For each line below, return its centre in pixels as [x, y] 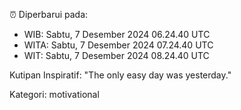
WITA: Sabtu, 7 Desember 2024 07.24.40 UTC [118, 45]
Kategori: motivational [54, 94]
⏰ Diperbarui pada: [49, 14]
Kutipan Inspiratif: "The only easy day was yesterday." [120, 75]
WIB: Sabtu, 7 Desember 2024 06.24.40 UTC [117, 34]
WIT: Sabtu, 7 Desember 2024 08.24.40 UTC [116, 55]
